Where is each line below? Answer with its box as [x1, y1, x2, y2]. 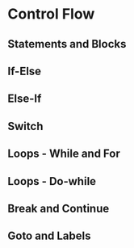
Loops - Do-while [7, 174, 97, 188]
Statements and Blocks [7, 37, 127, 51]
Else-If [7, 92, 42, 106]
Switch [7, 119, 44, 133]
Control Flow [7, 5, 95, 23]
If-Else [7, 64, 42, 78]
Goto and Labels [7, 229, 91, 243]
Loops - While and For [7, 147, 120, 161]
